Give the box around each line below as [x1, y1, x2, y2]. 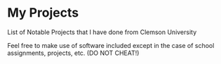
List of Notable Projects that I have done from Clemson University [7, 28, 197, 36]
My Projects [7, 5, 79, 21]
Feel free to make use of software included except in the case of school [7, 41, 215, 49]
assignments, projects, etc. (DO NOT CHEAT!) [7, 49, 140, 57]
